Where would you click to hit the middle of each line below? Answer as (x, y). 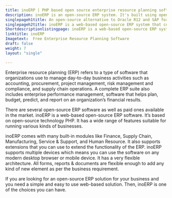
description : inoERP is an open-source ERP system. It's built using (81, 15)
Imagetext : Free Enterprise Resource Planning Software (67, 39)
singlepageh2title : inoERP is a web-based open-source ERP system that (83, 24)
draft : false (19, 44)
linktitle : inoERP (25, 34)
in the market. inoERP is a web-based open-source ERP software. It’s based (85, 115)
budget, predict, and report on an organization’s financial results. (73, 100)
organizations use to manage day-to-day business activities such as (77, 78)
